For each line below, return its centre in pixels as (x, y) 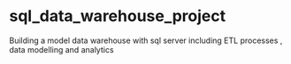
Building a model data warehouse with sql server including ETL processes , (146, 40)
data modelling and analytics (61, 49)
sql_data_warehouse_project (118, 16)
